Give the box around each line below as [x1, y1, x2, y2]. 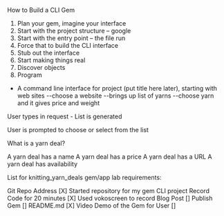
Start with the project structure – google [17, 27, 131, 35]
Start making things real [17, 56, 86, 64]
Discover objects [17, 64, 66, 71]
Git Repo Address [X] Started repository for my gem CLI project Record [7, 187, 209, 195]
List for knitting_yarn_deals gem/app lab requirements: [7, 173, 162, 181]
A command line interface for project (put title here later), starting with [17, 84, 218, 92]
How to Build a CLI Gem [7, 6, 75, 14]
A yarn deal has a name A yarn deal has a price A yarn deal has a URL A [7, 152, 212, 161]
